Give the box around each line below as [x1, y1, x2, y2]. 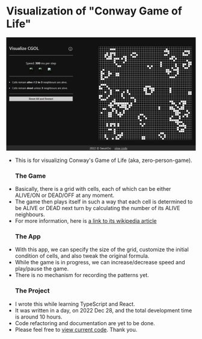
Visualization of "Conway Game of [6, 4, 182, 18]
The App [14, 232, 41, 240]
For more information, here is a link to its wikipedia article [14, 217, 157, 224]
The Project [14, 287, 50, 295]
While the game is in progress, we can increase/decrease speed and [14, 259, 185, 266]
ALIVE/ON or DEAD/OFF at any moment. [14, 191, 115, 199]
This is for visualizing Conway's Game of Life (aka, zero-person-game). [14, 157, 192, 164]
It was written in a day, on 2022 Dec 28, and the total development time [14, 306, 192, 314]
